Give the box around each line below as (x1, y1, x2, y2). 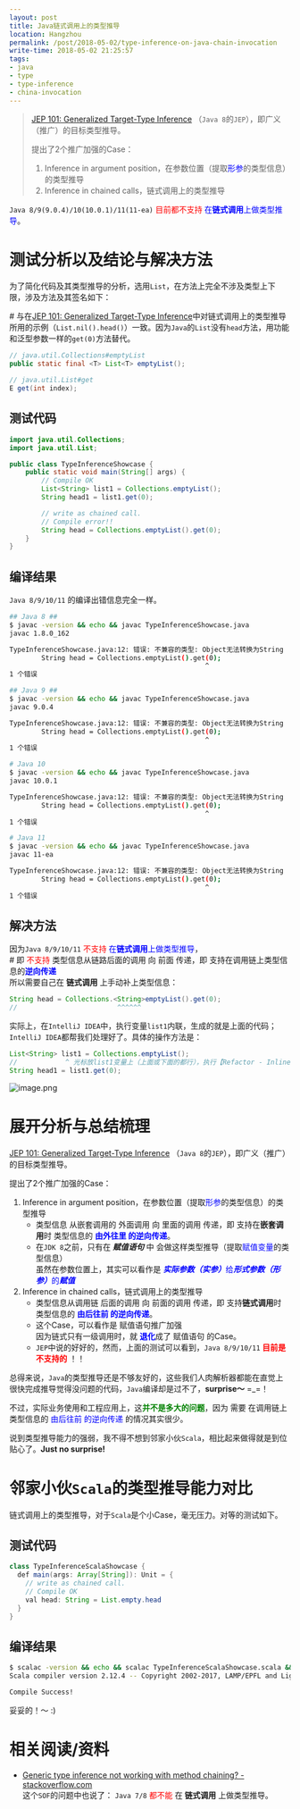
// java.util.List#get (9, 376, 94, 385)
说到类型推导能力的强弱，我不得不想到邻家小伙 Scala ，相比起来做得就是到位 (9, 1432, 287, 1443)
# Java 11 (9, 833, 46, 842)
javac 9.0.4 (9, 702, 54, 711)
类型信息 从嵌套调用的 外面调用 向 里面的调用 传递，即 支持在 (35, 1219, 261, 1229)
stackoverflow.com (21, 1779, 93, 1789)
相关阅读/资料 (9, 1739, 110, 1760)
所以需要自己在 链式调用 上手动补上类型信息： (9, 977, 179, 988)
